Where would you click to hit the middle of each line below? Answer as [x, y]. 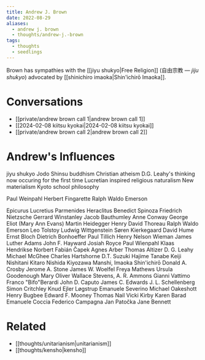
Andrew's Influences [61, 156]
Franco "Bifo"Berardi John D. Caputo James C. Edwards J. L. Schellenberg [101, 282]
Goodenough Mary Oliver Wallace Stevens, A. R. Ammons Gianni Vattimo [98, 275]
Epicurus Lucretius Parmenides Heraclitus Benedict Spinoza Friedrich [94, 210]
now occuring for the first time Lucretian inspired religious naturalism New [100, 180]
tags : [13, 40]
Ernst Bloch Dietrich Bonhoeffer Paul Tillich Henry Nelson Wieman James [99, 236]
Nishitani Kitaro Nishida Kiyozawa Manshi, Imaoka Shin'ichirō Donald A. [97, 262]
